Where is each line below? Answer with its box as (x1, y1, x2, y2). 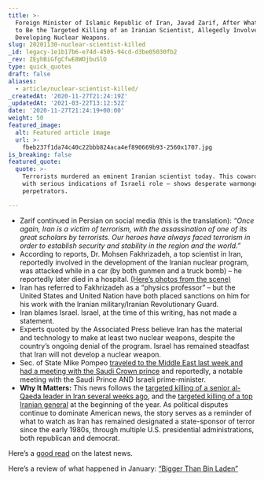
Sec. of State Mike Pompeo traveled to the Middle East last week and (19, 357, 244, 367)
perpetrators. (22, 187, 68, 195)
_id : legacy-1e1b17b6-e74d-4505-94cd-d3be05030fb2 (8, 48, 178, 56)
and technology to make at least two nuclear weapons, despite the (19, 332, 236, 342)
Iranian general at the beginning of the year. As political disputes (19, 399, 229, 409)
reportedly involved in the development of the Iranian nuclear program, (19, 257, 249, 267)
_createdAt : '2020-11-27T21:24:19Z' (8, 92, 128, 100)
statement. (19, 316, 55, 325)
